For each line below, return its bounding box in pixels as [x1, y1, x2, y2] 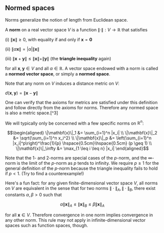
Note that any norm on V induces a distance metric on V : [5, 80, 120, 86]
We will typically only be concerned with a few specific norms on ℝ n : [5, 119, 144, 126]
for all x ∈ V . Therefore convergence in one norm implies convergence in [5, 212, 153, 218]
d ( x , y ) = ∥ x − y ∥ [5, 90, 38, 96]
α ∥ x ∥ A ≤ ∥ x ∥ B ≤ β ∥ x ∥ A [60, 201, 105, 208]
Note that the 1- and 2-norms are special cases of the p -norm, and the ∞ [5, 155, 153, 161]
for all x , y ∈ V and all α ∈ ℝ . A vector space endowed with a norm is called [5, 65, 158, 71]
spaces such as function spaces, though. [5, 223, 88, 229]
